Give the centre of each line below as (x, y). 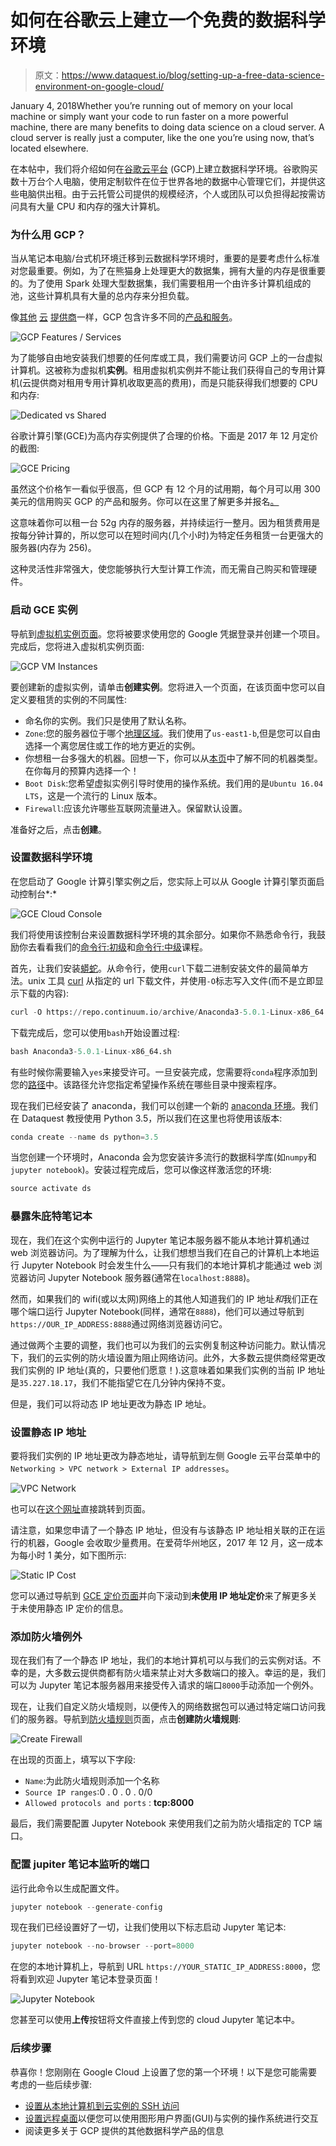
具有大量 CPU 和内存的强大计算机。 (92, 206)
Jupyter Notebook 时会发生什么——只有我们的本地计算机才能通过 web (166, 1265)
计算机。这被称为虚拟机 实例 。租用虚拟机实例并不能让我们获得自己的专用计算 (168, 370)
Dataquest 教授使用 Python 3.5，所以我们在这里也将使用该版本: (152, 1118)
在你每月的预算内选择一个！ (82, 770)
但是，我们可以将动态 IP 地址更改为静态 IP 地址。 (111, 1403)
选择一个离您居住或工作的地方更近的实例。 (112, 745)
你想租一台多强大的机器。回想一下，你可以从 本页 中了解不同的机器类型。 (173, 758)
